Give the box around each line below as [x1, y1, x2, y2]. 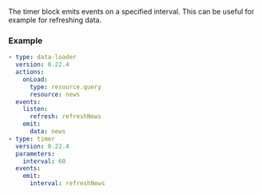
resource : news [29, 90, 81, 98]
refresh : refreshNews [29, 113, 102, 121]
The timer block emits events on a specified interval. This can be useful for [8, 7, 255, 16]
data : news [29, 128, 66, 136]
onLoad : [22, 75, 48, 83]
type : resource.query [29, 83, 102, 91]
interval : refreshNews [29, 180, 105, 188]
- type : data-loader [8, 53, 77, 61]
